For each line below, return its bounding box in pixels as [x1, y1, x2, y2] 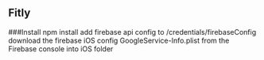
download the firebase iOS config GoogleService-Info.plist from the [8, 36, 230, 45]
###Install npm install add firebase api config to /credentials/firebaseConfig [8, 27, 257, 36]
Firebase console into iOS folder [8, 43, 114, 54]
